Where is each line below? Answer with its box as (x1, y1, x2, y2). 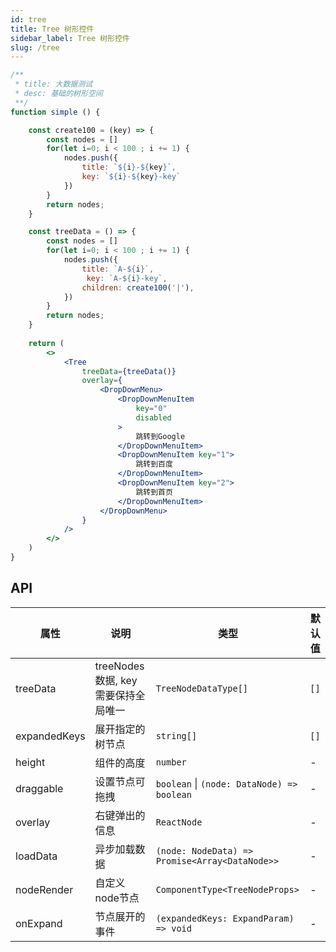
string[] (155, 730, 198, 741)
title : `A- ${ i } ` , (81, 264, 155, 274)
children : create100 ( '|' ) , (81, 282, 195, 293)
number (155, 756, 187, 768)
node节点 (94, 891, 140, 905)
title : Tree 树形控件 (10, 24, 95, 34)
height (15, 755, 46, 769)
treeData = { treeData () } (81, 366, 177, 376)
